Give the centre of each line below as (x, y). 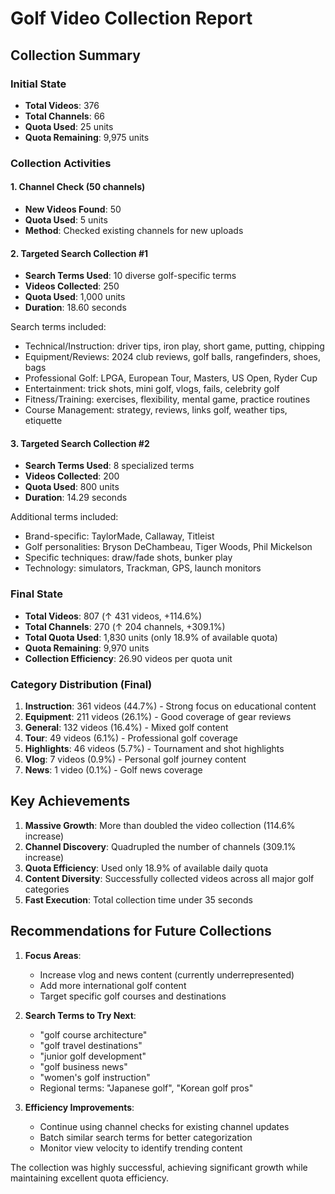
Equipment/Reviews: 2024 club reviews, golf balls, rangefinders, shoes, (172, 357)
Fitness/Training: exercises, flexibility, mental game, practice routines (167, 399)
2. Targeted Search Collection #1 (79, 253)
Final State (36, 594)
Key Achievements (70, 801)
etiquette (43, 421)
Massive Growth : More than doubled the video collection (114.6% (160, 825)
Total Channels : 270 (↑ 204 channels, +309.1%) (125, 626)
